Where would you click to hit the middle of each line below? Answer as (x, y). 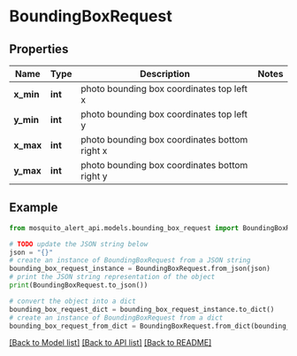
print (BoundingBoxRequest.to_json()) (79, 285)
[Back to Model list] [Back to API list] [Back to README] (110, 343)
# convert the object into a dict (73, 301)
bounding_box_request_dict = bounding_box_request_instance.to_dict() (142, 309)
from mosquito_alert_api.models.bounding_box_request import (124, 228)
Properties (39, 49)
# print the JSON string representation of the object (112, 277)
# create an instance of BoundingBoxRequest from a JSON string (130, 260)
